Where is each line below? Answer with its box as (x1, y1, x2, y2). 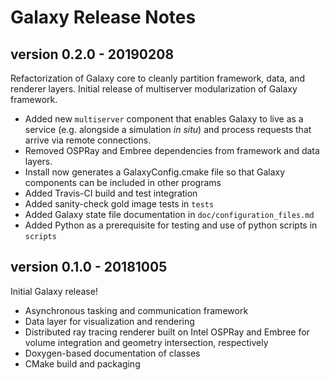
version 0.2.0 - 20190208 (10, 46, 175, 63)
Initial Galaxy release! (10, 285, 98, 297)
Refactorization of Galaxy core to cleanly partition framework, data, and (10, 72, 305, 84)
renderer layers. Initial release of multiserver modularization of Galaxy (10, 83, 298, 95)
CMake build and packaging (24, 357, 141, 370)
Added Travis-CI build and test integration (24, 187, 198, 199)
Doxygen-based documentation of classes (24, 347, 201, 359)
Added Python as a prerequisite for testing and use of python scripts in (24, 219, 318, 231)
